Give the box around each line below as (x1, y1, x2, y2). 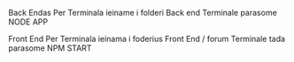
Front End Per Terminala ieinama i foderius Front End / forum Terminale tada (8, 34, 285, 44)
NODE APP (8, 17, 49, 27)
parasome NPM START (8, 43, 92, 53)
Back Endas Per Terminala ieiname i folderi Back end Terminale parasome (8, 8, 278, 17)
